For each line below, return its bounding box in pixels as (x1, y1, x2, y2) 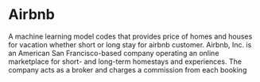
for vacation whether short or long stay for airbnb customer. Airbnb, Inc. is (8, 39, 252, 49)
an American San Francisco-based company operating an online (8, 48, 219, 58)
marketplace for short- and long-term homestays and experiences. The (8, 57, 243, 66)
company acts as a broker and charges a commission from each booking (8, 65, 247, 74)
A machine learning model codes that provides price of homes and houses (8, 32, 253, 41)
